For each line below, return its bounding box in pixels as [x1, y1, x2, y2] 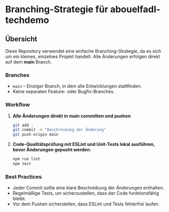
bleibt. [12, 196, 26, 202]
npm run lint [12, 157, 41, 162]
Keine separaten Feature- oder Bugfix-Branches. [12, 88, 115, 95]
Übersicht [5, 35, 38, 43]
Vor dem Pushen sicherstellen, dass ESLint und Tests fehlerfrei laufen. [12, 201, 160, 207]
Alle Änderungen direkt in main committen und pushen [12, 113, 131, 119]
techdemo [5, 14, 49, 26]
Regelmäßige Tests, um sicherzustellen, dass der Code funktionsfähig [12, 190, 159, 196]
